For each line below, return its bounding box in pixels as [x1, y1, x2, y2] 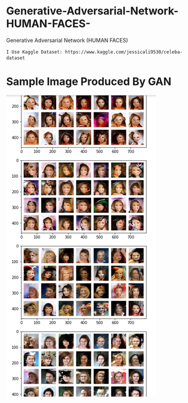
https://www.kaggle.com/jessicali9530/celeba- [64, 49, 183, 55]
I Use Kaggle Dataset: [6, 49, 63, 55]
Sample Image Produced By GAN [6, 75, 172, 88]
